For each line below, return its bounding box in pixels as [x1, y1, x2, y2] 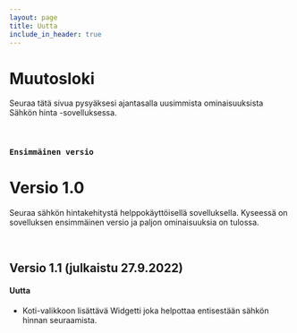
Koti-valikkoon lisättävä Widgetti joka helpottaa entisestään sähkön [21, 305, 269, 316]
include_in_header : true [9, 30, 102, 38]
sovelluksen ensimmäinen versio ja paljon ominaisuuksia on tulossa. [9, 217, 259, 228]
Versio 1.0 [9, 178, 85, 198]
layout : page [9, 13, 58, 22]
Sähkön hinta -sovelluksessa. [9, 107, 118, 118]
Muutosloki [9, 68, 96, 89]
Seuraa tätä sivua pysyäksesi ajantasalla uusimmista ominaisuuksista [9, 98, 264, 108]
